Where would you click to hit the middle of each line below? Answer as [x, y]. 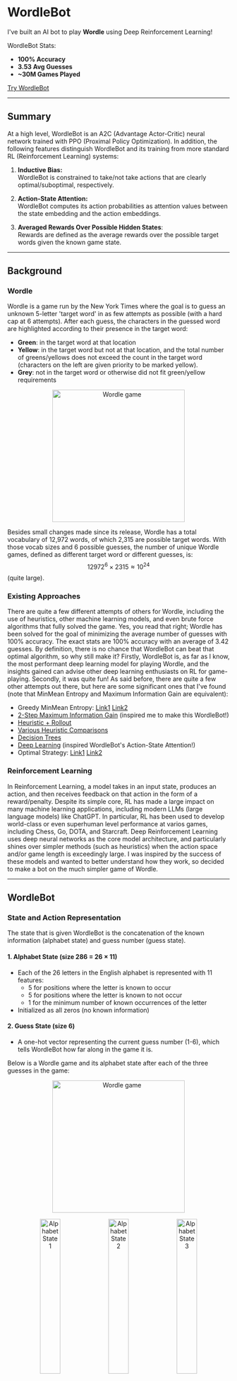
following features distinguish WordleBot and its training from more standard [118, 148]
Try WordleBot [28, 88]
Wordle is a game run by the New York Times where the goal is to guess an [116, 306]
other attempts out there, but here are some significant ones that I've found [117, 687]
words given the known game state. [69, 242]
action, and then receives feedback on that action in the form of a [103, 794]
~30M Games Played [49, 74]
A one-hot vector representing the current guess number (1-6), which [119, 1042]
